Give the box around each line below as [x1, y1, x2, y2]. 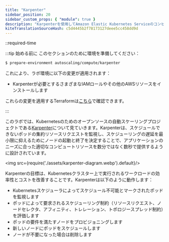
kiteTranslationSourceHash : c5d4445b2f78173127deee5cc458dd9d [5, 26, 138, 31]
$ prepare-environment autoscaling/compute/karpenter [5, 60, 121, 66]
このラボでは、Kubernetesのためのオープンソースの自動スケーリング [5, 118, 148, 124]
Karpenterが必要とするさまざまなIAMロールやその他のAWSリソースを [12, 81, 157, 87]
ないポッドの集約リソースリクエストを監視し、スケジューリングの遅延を [9, 131, 159, 137]
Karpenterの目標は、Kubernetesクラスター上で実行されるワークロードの [5, 170, 156, 176]
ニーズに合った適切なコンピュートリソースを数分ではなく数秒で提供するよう [5, 144, 163, 149]
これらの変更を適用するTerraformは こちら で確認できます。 [5, 98, 127, 104]
